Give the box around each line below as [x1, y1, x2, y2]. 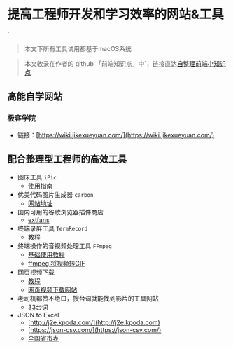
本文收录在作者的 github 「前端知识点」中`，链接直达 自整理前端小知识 [24, 59, 226, 67]
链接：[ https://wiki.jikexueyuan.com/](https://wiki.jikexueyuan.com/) [17, 130, 215, 139]
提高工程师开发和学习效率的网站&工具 [7, 6, 224, 22]
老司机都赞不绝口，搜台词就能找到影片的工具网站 [17, 294, 159, 303]
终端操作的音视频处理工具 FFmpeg [17, 242, 112, 250]
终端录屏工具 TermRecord [17, 224, 88, 233]
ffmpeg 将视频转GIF [27, 259, 85, 268]
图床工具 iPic [17, 173, 57, 182]
